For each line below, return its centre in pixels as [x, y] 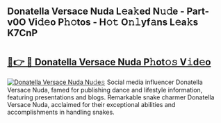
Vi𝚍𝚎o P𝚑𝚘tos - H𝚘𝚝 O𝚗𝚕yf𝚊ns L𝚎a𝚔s [113, 23]
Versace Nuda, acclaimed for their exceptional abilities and [91, 105]
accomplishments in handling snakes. [61, 112]
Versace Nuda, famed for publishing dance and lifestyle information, [105, 90]
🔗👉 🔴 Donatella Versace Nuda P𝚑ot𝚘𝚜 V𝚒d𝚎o [109, 62]
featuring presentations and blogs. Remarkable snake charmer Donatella [111, 97]
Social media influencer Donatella [155, 82]
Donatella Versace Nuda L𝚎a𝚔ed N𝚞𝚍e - [96, 11]
